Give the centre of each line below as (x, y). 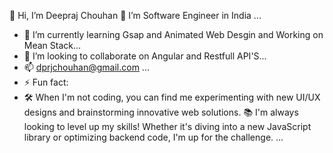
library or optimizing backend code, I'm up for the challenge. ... (153, 137)
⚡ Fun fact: (46, 82)
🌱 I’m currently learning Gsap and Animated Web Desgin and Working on (173, 34)
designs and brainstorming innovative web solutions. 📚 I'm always (161, 112)
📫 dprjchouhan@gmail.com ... (86, 67)
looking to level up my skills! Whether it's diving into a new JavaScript (167, 126)
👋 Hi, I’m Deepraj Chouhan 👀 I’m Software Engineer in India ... (135, 15)
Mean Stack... (52, 45)
